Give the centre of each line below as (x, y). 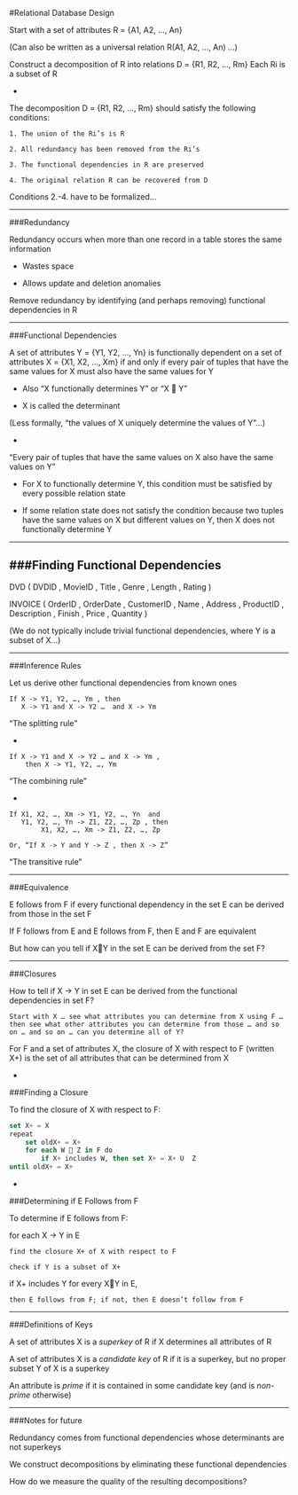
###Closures (33, 974)
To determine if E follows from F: (69, 1218)
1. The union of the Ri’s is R (67, 134)
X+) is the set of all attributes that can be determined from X (119, 1058)
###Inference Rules (45, 665)
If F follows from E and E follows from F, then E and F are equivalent (133, 931)
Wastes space (48, 266)
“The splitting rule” (43, 723)
